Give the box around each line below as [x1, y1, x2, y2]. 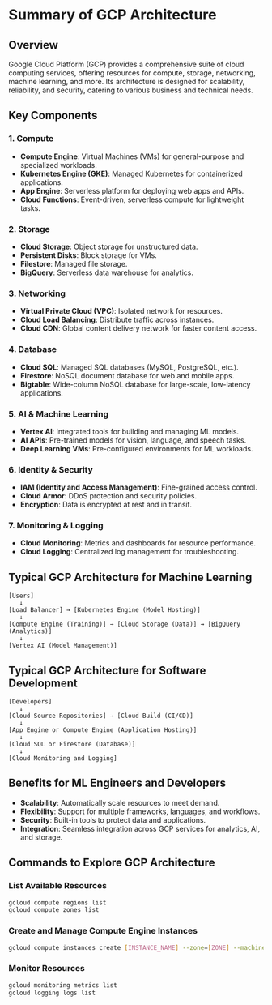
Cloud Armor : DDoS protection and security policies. [19, 491, 198, 501]
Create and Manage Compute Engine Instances [8, 926, 198, 937]
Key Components [8, 109, 98, 122]
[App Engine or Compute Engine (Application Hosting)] [8, 726, 198, 734]
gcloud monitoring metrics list [8, 981, 117, 990]
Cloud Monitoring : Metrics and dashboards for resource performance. [19, 538, 257, 548]
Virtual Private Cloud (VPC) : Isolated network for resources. [19, 306, 223, 316]
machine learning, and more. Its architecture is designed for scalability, [8, 77, 245, 86]
